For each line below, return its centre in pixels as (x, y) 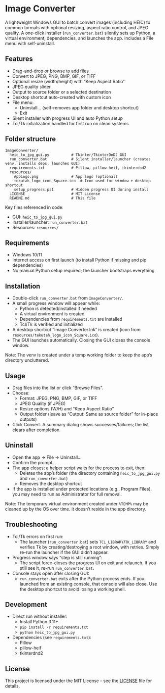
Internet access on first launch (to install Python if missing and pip (79, 260)
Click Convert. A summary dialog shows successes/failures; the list (81, 424)
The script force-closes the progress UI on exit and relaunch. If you (88, 563)
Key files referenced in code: (34, 207)
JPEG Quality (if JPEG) (43, 403)
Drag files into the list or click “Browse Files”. (58, 388)
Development (26, 605)
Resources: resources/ (35, 227)
